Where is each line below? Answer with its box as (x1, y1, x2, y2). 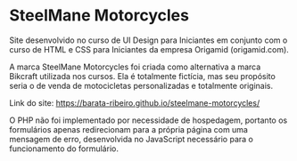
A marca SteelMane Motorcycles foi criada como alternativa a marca (9, 61, 261, 72)
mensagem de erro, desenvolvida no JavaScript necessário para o (9, 133, 254, 144)
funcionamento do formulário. (9, 143, 119, 154)
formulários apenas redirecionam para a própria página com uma (9, 124, 248, 134)
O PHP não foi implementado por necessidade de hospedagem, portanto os (9, 115, 288, 125)
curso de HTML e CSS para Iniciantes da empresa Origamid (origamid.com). (9, 44, 290, 54)
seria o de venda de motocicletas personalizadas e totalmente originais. (9, 80, 274, 91)
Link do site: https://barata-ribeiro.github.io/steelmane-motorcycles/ (9, 97, 260, 108)
